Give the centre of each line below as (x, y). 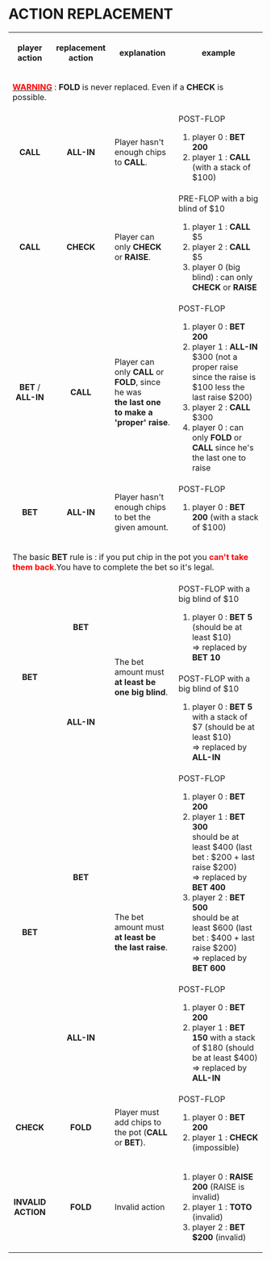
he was (128, 392)
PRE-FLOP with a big (219, 198)
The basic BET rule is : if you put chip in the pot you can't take (130, 557)
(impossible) (216, 1148)
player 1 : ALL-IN (225, 347)
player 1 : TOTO (222, 1207)
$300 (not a (215, 357)
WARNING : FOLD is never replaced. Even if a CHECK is (118, 87)
